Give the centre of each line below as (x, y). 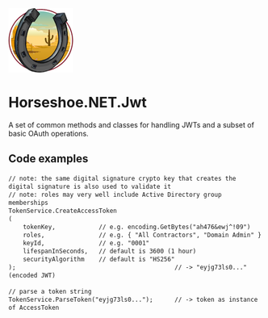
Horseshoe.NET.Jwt (78, 103)
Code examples (48, 159)
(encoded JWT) (32, 275)
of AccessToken (34, 308)
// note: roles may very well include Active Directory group (115, 195)
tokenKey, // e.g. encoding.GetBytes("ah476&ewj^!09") (137, 227)
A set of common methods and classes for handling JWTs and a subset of (131, 124)
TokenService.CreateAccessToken (63, 211)
